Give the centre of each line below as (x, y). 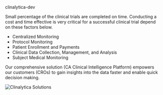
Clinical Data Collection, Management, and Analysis (65, 52)
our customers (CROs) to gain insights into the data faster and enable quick (82, 72)
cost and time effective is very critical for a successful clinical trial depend (81, 22)
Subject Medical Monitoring (40, 58)
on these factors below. (29, 27)
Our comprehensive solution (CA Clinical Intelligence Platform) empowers (80, 67)
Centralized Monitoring (35, 37)
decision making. (22, 78)
